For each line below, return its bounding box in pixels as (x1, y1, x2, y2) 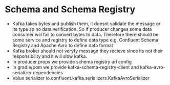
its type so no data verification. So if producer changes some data (12, 26, 152, 32)
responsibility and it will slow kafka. (12, 53, 88, 59)
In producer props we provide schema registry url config (12, 58, 132, 65)
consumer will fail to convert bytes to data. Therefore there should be (12, 31, 159, 37)
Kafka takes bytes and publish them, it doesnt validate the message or (12, 20, 161, 27)
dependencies (32, 69, 63, 75)
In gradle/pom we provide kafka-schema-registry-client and (12, 64, 139, 70)
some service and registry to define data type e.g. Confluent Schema (12, 37, 159, 43)
